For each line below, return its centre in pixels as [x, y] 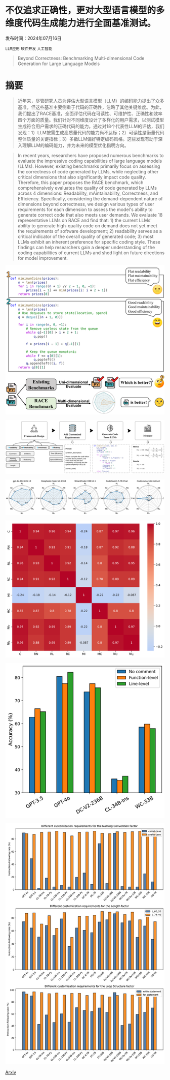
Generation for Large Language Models [59, 64]
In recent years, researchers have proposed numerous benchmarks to [91, 155]
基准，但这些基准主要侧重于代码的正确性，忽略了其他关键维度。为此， [91, 107]
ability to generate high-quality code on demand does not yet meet [88, 226]
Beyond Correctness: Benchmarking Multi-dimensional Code [81, 58]
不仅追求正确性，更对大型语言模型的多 [85, 10]
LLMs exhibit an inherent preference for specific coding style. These [89, 242]
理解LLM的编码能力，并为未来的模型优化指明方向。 [75, 145]
